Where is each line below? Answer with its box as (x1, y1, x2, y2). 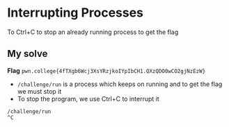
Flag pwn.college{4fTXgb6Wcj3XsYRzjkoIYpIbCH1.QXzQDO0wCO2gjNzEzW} (7, 66, 206, 74)
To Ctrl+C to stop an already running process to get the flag (7, 28, 179, 36)
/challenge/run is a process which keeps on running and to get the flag (17, 80, 223, 88)
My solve (7, 48, 48, 60)
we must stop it (17, 87, 62, 95)
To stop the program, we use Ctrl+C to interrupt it (17, 94, 160, 103)
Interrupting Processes (7, 5, 144, 21)
